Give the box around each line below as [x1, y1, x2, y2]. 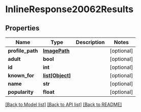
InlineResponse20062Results [5, 4, 134, 15]
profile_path [8, 47, 38, 54]
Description [75, 39, 105, 46]
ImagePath [43, 47, 70, 54]
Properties [5, 24, 40, 32]
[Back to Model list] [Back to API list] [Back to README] [5, 101, 122, 107]
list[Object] [43, 72, 71, 79]
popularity [8, 89, 34, 95]
